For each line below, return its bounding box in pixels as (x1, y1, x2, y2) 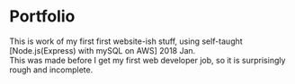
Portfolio (9, 6, 76, 27)
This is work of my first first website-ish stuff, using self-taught (9, 36, 243, 46)
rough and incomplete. (9, 64, 94, 75)
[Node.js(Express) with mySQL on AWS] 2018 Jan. (9, 45, 196, 55)
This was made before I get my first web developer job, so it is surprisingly (9, 55, 286, 65)
